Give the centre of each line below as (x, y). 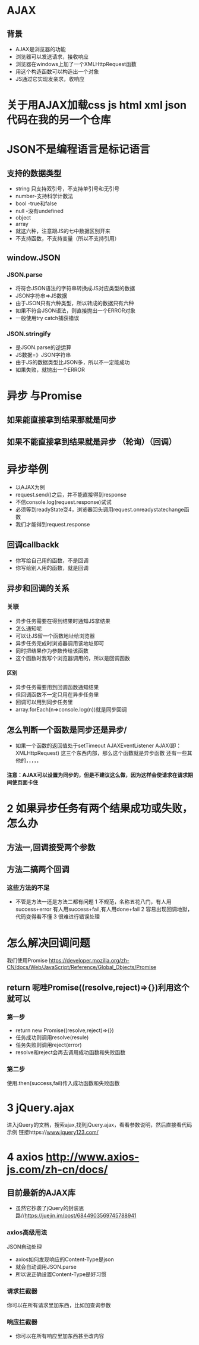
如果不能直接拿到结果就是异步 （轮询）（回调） (92, 442)
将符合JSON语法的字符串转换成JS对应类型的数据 (75, 288)
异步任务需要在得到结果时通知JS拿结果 (63, 621)
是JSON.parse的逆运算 (43, 347)
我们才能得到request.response (53, 525)
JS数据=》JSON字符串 (43, 355)
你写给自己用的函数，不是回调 (52, 560)
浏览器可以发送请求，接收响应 (52, 57)
